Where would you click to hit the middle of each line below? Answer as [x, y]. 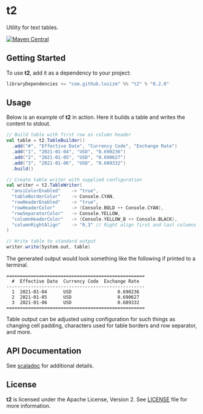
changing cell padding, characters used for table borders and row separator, [101, 326]
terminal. [17, 265]
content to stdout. [28, 124]
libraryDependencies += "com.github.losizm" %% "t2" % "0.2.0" [88, 84]
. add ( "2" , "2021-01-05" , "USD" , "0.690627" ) [69, 157]
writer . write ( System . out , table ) [48, 247]
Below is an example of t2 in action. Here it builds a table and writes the [96, 117]
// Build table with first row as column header [69, 135]
